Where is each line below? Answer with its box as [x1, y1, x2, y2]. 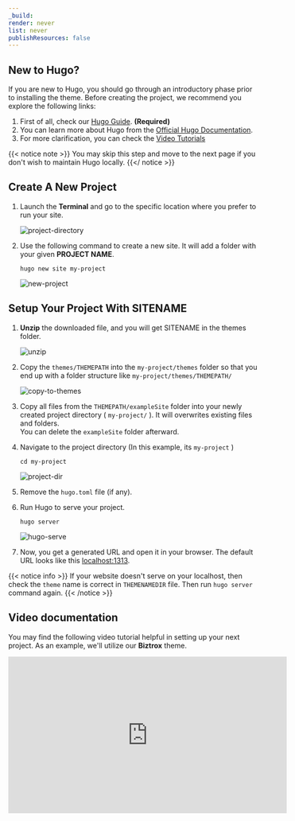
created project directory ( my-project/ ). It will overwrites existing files [19, 410, 253, 419]
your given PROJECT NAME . [19, 249, 115, 259]
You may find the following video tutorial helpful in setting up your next [8, 632, 240, 641]
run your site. [19, 210, 64, 220]
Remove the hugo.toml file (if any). [19, 487, 133, 496]
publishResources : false [8, 33, 91, 42]
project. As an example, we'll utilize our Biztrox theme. [8, 640, 187, 650]
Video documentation [8, 611, 118, 625]
